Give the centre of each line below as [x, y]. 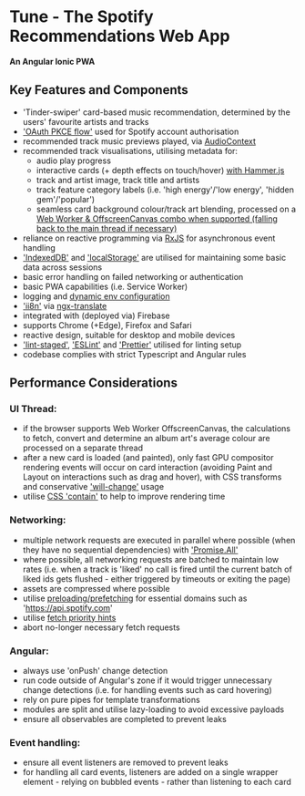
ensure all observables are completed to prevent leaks [125, 719]
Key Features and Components [99, 90]
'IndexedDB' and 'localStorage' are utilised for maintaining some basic [154, 257]
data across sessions [62, 267]
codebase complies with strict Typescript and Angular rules [134, 354]
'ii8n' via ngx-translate [65, 305]
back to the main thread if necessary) [107, 228]
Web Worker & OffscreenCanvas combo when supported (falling [157, 218]
